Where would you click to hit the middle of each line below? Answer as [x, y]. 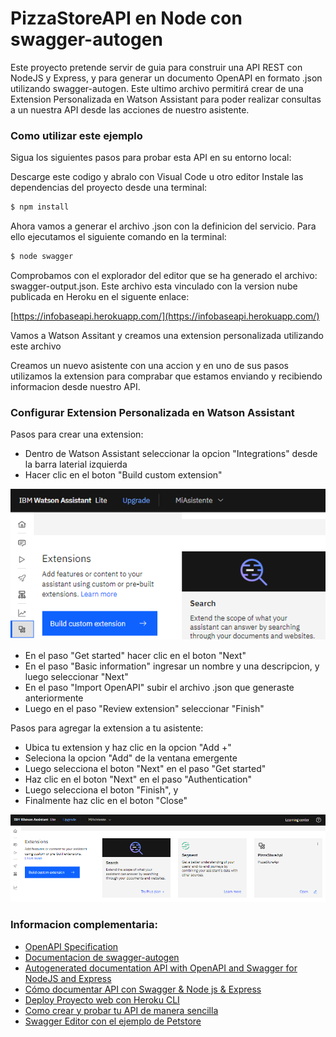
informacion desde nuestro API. [75, 386]
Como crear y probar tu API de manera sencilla [121, 1010]
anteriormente [54, 698]
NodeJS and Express [68, 978]
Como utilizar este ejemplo [76, 135]
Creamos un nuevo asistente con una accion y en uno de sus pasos [149, 365]
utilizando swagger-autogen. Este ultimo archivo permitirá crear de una [157, 88]
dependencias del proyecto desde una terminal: [109, 188]
